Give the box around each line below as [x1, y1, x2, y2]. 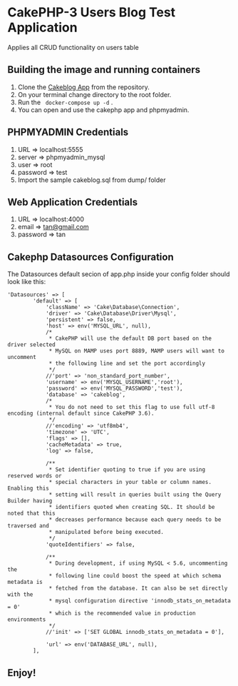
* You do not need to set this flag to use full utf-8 [48, 404, 215, 411]
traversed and [7, 523, 50, 530]
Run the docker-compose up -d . [17, 98, 113, 106]
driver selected [7, 341, 56, 348]
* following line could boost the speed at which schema [48, 572, 222, 580]
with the [7, 591, 33, 598]
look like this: [7, 278, 46, 286]
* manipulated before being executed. [48, 529, 164, 536]
